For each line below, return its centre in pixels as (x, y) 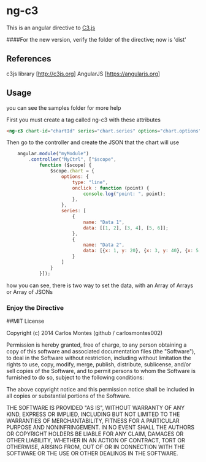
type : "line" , (90, 182)
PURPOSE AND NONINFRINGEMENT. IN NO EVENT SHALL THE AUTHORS (101, 427)
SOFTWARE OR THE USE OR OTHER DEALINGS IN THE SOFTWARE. (92, 453)
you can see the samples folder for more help (64, 107)
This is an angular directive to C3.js (51, 28)
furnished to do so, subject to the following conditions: (75, 377)
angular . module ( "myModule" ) (53, 154)
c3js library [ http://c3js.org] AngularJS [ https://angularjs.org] (83, 74)
